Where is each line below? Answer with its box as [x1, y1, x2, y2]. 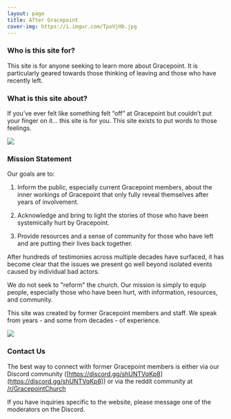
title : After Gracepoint [7, 17, 79, 24]
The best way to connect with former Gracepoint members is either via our [7, 362, 219, 371]
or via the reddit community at [107, 377, 193, 385]
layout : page [7, 10, 45, 17]
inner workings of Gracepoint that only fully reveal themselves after [17, 191, 209, 199]
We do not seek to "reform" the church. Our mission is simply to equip [7, 281, 207, 289]
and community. [7, 295, 53, 304]
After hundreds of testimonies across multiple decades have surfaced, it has [7, 253, 224, 261]
